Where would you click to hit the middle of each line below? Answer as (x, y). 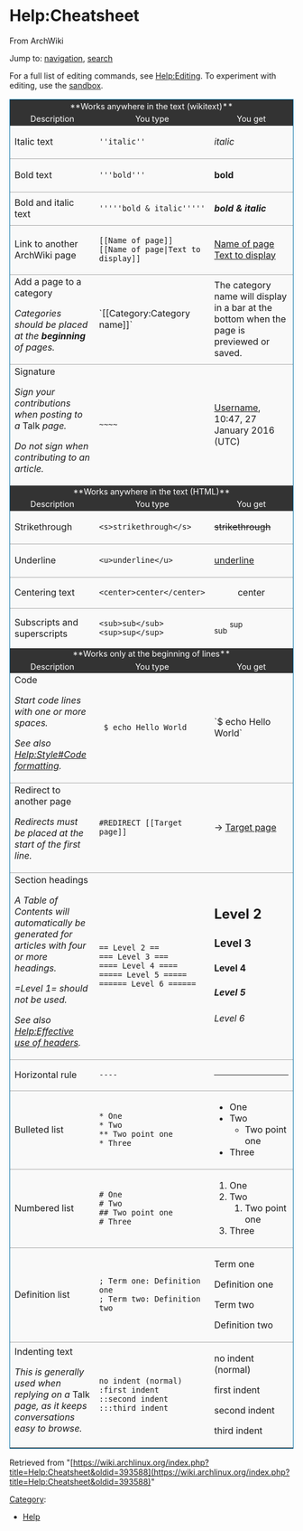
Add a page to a (48, 281)
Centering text (45, 592)
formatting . (38, 766)
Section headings (51, 880)
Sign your (35, 391)
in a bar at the (243, 307)
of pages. (35, 347)
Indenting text (44, 1352)
